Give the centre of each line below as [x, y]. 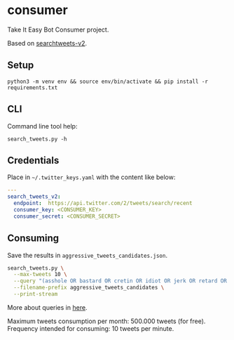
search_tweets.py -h [37, 139]
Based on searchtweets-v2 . [47, 43]
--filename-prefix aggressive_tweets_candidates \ [89, 288]
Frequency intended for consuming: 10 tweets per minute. [91, 328]
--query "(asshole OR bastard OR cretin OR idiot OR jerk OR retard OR [121, 281]
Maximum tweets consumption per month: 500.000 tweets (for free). [106, 321]
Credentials [33, 160]
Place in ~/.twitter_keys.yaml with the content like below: [91, 177]
